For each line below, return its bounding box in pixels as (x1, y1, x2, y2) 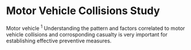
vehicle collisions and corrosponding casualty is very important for (6, 31, 167, 38)
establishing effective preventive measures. (6, 37, 112, 44)
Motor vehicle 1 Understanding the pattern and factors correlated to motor (6, 24, 185, 32)
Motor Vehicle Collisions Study (6, 4, 160, 18)
